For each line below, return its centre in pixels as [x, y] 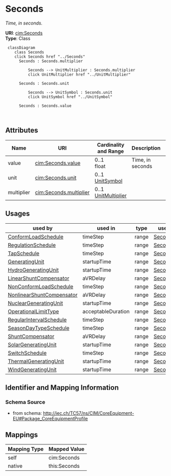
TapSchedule [24, 253]
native [15, 466]
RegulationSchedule [32, 245]
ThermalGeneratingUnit [36, 361]
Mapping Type [26, 449]
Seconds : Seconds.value [45, 106]
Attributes [22, 130]
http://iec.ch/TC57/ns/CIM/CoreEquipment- [89, 413]
